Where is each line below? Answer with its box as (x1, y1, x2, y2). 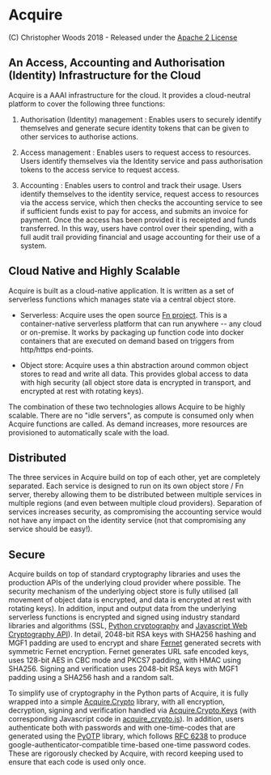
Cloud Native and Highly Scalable (8, 264, 180, 278)
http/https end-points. (19, 345, 95, 354)
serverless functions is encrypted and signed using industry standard (8, 612, 240, 622)
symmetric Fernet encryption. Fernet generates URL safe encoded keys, (8, 647, 249, 657)
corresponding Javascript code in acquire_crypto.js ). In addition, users (8, 714, 244, 724)
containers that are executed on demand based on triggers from (19, 336, 235, 345)
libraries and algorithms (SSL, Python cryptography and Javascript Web (8, 621, 248, 631)
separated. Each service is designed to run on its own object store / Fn (8, 481, 244, 491)
